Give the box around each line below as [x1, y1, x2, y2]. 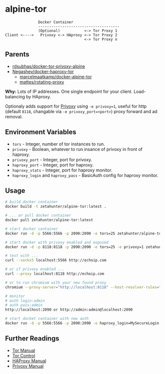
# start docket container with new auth [5, 316, 89, 321]
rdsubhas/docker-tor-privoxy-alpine [12, 63, 85, 69]
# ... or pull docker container [5, 213, 71, 218]
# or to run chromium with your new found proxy [5, 280, 107, 285]
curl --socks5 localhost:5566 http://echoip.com [5, 258, 107, 263]
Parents [5, 50, 29, 58]
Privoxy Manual [12, 363, 44, 369]
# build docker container [5, 200, 58, 204]
